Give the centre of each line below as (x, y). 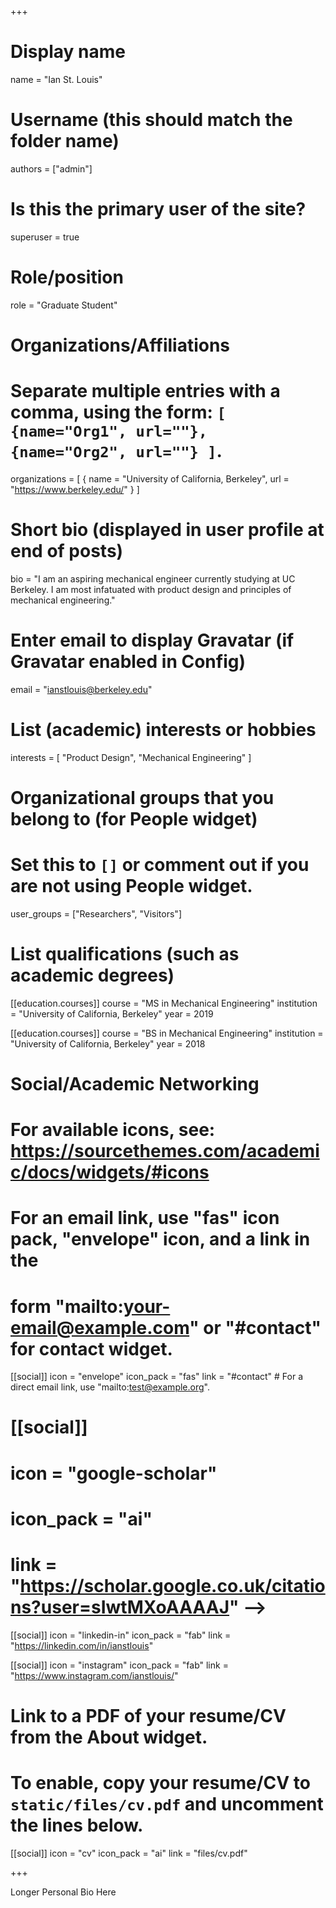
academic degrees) (92, 975)
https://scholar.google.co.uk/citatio (172, 1586)
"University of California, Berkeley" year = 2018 (108, 1043)
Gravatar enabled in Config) (128, 662)
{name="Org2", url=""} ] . (116, 451)
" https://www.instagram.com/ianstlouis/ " (94, 1675)
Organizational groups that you (142, 797)
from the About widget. (109, 1737)
